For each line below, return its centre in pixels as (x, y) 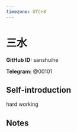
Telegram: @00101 (29, 71)
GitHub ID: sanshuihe (32, 59)
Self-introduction (39, 90)
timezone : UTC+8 (26, 12)
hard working (22, 104)
